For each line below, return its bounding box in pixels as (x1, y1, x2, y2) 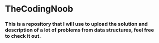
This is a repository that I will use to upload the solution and (5, 21, 148, 28)
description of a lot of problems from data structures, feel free (5, 27, 154, 33)
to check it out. (5, 33, 41, 40)
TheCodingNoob (5, 3, 74, 14)
